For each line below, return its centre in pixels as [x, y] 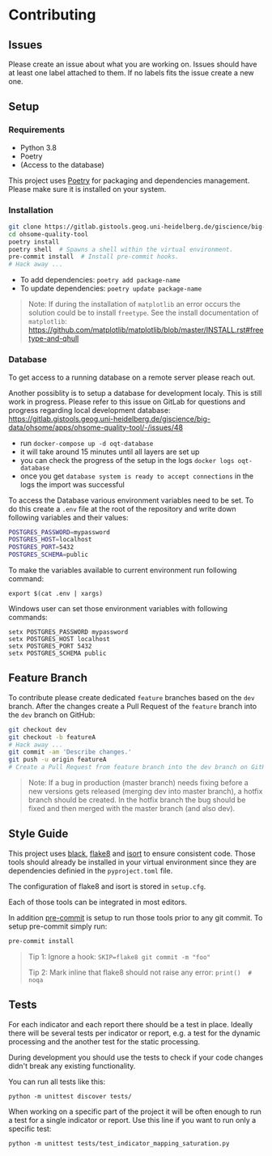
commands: [28, 618]
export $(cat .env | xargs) [56, 594]
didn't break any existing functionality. [72, 1065]
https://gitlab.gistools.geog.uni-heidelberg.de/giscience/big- [109, 419]
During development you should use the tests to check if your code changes [136, 1057]
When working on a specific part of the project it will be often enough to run [135, 1111]
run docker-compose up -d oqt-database [87, 443]
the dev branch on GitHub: [52, 715]
